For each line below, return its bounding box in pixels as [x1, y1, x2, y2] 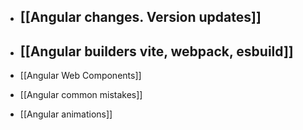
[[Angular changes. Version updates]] [19, 9, 262, 26]
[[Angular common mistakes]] [19, 89, 143, 101]
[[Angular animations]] [19, 108, 113, 120]
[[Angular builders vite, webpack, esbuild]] [19, 43, 294, 60]
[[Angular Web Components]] [19, 70, 142, 82]
